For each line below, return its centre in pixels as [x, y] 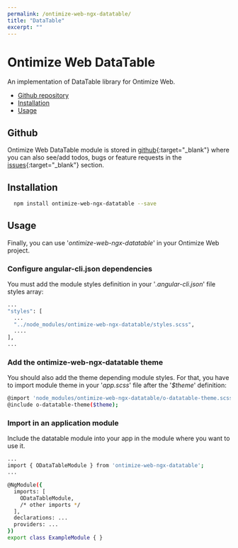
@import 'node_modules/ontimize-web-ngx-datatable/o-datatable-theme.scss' [121, 398]
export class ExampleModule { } [55, 538]
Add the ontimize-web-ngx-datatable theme [85, 362]
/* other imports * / [50, 505]
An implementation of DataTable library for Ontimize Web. [91, 82]
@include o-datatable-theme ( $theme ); [63, 405]
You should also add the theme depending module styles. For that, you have [118, 378]
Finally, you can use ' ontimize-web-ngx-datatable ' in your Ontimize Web [113, 242]
